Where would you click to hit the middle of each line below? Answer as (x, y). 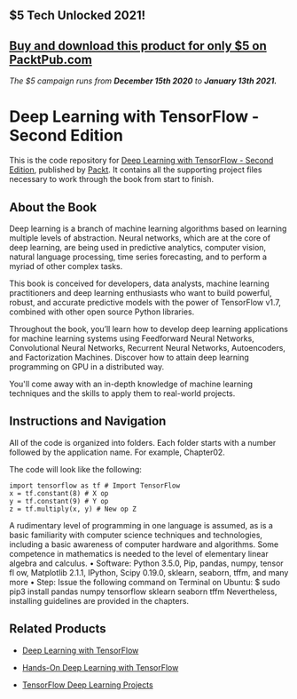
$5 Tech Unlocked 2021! (78, 16)
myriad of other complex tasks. (66, 266)
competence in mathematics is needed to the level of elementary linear (139, 553)
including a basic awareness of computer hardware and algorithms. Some (144, 544)
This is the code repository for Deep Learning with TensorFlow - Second (141, 161)
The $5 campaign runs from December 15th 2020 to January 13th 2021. (143, 81)
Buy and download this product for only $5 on (138, 46)
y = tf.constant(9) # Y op (59, 501)
